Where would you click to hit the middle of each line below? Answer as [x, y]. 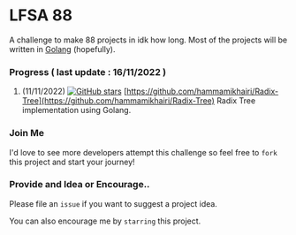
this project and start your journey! [72, 162]
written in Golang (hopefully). [62, 49]
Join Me [27, 133]
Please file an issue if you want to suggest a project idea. [114, 203]
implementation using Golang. [76, 110]
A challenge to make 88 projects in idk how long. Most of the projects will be [148, 40]
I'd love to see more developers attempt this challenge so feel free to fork [144, 152]
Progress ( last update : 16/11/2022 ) [88, 72]
